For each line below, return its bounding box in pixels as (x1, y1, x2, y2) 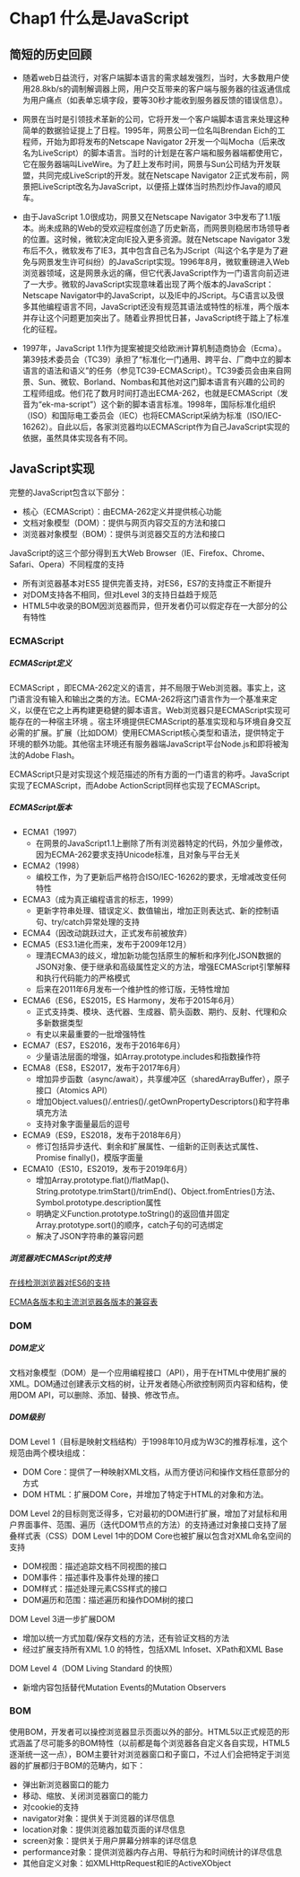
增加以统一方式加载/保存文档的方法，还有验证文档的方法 (21, 1632, 230, 1643)
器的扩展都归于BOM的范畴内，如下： (9, 1759, 146, 1770)
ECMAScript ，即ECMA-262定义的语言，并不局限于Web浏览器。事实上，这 (9, 682, 287, 692)
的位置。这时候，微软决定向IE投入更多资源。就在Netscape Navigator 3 (21, 234, 283, 244)
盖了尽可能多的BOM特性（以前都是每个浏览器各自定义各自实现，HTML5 (24, 1737, 290, 1748)
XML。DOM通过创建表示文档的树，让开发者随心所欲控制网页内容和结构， (9, 1378, 280, 1388)
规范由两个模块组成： (9, 1447, 88, 1458)
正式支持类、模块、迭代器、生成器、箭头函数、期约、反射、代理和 (35, 1006, 279, 1017)
